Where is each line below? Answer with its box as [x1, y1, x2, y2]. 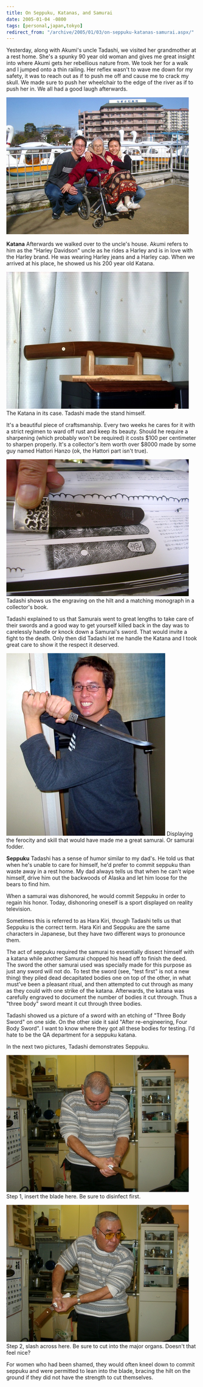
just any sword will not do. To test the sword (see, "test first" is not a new [6, 968, 190, 975]
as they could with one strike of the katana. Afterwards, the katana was [6, 987, 185, 995]
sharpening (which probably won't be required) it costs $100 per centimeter [6, 434, 196, 442]
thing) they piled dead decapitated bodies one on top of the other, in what [6, 974, 191, 982]
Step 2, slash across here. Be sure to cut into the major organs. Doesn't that [6, 1343, 196, 1350]
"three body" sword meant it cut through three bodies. [6, 1000, 143, 1007]
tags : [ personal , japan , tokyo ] [6, 23, 83, 29]
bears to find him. [6, 881, 50, 888]
